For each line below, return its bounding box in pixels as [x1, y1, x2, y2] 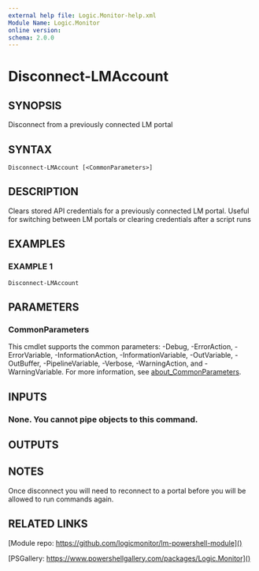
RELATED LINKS [8, 517, 88, 531]
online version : [8, 26, 61, 34]
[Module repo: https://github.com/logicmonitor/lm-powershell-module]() [8, 538, 242, 547]
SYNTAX [8, 143, 53, 156]
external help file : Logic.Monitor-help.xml [8, 11, 157, 20]
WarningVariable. [8, 367, 65, 377]
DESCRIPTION [8, 185, 79, 198]
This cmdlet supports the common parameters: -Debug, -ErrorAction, [8, 342, 234, 351]
